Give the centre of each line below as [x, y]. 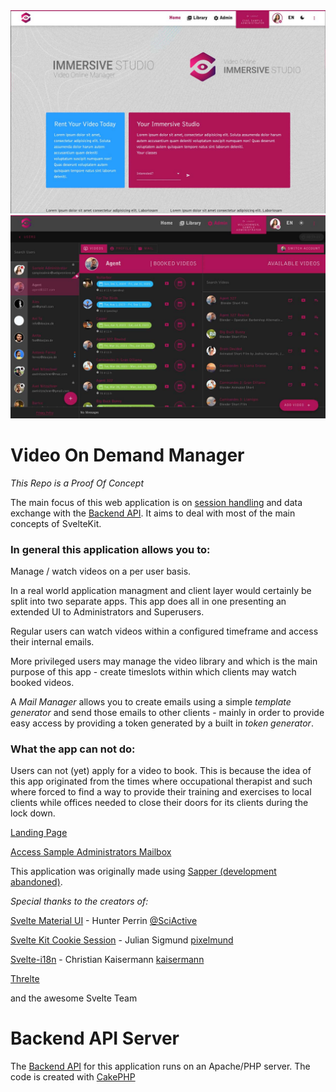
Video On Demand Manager [127, 455]
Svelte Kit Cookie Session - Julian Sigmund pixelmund [122, 940]
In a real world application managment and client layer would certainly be [161, 590]
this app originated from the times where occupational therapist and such [161, 781]
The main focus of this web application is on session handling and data [156, 502]
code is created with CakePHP [73, 1077]
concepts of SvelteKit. [56, 523]
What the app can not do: [73, 749]
